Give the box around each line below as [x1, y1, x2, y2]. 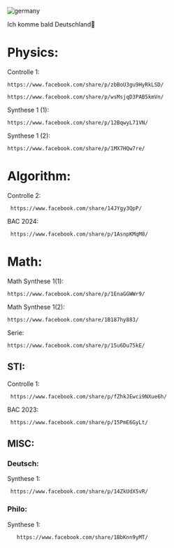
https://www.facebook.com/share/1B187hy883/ [7, 316, 139, 323]
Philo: [7, 504, 28, 514]
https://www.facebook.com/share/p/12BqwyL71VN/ [7, 119, 149, 126]
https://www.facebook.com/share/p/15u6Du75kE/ [7, 342, 145, 349]
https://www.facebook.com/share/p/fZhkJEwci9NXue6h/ [10, 393, 168, 400]
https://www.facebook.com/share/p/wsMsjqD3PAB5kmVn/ [7, 93, 164, 101]
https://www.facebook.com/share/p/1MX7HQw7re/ [7, 145, 145, 152]
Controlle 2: [7, 191, 41, 199]
